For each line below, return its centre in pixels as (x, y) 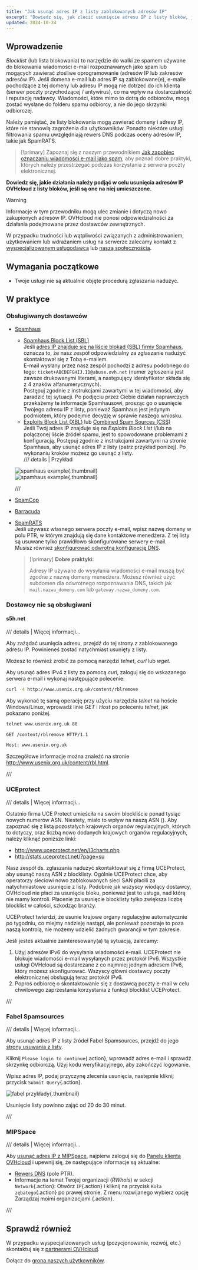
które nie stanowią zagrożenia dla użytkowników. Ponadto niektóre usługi (95, 128)
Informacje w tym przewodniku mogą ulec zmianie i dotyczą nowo (86, 212)
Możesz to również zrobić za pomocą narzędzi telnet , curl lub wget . (88, 661)
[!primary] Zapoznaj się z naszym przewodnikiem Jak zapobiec (98, 152)
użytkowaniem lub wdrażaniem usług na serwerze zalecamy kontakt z (91, 242)
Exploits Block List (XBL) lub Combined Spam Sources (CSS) (97, 421)
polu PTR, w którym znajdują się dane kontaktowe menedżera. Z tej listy (102, 535)
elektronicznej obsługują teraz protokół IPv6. (69, 977)
